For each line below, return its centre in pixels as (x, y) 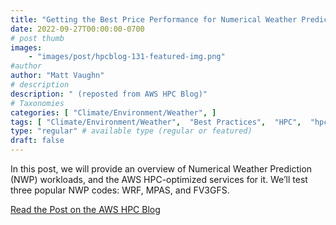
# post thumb (37, 38)
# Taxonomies (37, 103)
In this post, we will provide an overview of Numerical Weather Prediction (161, 169)
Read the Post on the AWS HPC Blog (85, 209)
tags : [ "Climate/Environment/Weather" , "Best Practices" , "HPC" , (156, 122)
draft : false (37, 141)
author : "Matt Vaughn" (57, 76)
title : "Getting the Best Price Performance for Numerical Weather (154, 19)
